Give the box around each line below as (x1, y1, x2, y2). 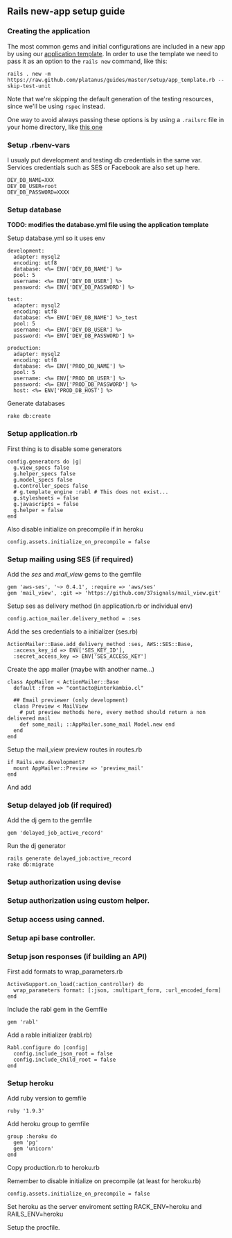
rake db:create (7, 413, 51, 420)
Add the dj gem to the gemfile (7, 816, 92, 824)
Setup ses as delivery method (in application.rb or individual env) (7, 602, 193, 610)
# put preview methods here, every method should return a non (19, 709, 206, 715)
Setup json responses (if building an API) (7, 951, 148, 961)
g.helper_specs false (13, 470, 76, 477)
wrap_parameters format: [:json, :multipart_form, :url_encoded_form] (13, 987, 222, 994)
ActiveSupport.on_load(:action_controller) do (7, 981, 144, 988)
